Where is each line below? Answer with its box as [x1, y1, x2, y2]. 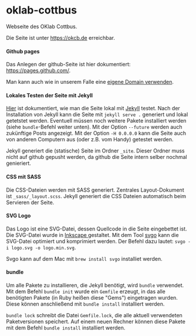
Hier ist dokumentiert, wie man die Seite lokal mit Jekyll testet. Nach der [6, 105, 180, 112]
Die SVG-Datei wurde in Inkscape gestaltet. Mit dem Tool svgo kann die [6, 231, 179, 238]
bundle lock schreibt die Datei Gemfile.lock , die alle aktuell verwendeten [6, 311, 183, 318]
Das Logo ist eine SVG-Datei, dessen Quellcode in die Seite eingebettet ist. [6, 225, 187, 232]
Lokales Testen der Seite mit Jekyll [6, 91, 93, 99]
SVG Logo [6, 212, 31, 219]
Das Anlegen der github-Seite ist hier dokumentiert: [6, 61, 131, 68]
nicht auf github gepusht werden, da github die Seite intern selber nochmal [6, 154, 187, 161]
